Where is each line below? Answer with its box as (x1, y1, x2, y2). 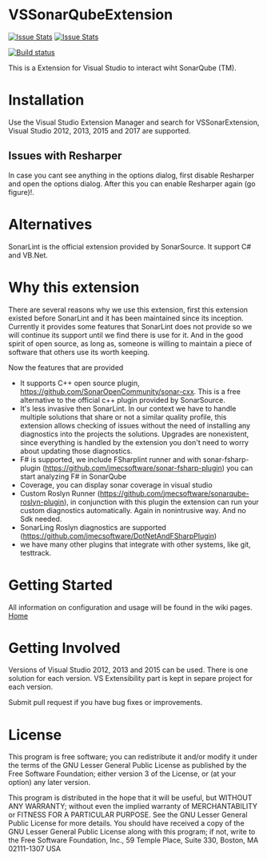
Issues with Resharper (8, 149, 122, 163)
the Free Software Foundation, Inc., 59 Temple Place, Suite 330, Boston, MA (8, 835, 259, 845)
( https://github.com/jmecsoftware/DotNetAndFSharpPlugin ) (19, 531, 217, 540)
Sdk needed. (19, 514, 62, 524)
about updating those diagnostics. (19, 446, 133, 456)
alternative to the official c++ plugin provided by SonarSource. (19, 395, 225, 404)
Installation (8, 91, 85, 109)
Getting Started (8, 575, 114, 594)
